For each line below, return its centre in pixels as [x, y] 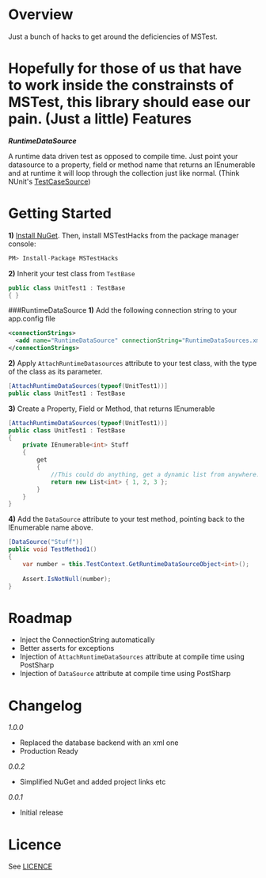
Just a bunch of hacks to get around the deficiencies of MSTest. [113, 36]
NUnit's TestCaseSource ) [49, 181]
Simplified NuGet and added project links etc [93, 782]
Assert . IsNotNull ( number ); [67, 579]
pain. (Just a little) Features [100, 119]
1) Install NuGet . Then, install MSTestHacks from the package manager [123, 235]
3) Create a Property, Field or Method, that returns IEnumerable [112, 409]
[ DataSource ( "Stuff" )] [46, 542]
